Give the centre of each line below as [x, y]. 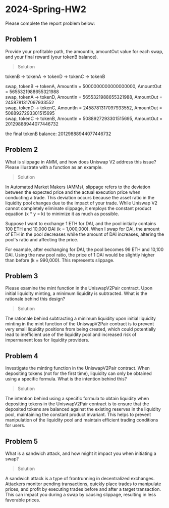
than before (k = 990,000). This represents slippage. [60, 260]
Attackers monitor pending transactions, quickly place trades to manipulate [83, 484]
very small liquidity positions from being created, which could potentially [81, 329]
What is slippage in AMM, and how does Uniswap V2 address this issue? [81, 162]
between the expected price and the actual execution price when [73, 192]
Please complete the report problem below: [50, 23]
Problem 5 [22, 441]
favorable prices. [23, 500]
